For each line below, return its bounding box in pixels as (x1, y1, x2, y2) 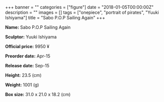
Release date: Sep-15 (5, 63, 50, 68)
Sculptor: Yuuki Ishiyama (5, 34, 57, 40)
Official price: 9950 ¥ (5, 44, 50, 49)
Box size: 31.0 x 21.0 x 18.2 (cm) (5, 92, 71, 97)
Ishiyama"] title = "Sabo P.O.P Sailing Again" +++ (5, 15, 106, 20)
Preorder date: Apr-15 (5, 53, 51, 59)
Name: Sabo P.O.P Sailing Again (5, 24, 71, 30)
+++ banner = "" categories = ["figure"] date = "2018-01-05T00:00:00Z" (5, 4, 154, 10)
